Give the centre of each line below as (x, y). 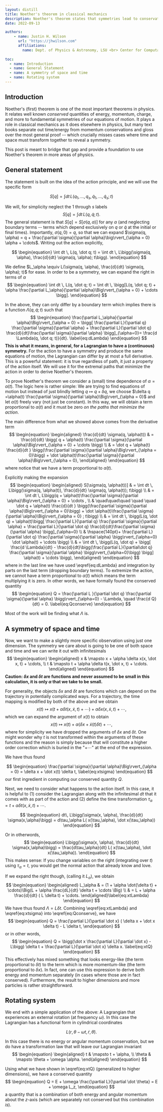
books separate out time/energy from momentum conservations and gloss (79, 129)
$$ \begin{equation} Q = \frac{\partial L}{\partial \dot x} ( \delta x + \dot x (81, 921)
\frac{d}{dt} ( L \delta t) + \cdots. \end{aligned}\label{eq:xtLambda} (81, 895)
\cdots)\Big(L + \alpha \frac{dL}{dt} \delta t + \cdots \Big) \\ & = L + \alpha (81, 890)
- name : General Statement (37, 68)
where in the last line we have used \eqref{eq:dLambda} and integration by (80, 565)
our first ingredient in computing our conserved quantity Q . (64, 779)
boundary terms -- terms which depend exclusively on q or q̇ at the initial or (81, 227)
